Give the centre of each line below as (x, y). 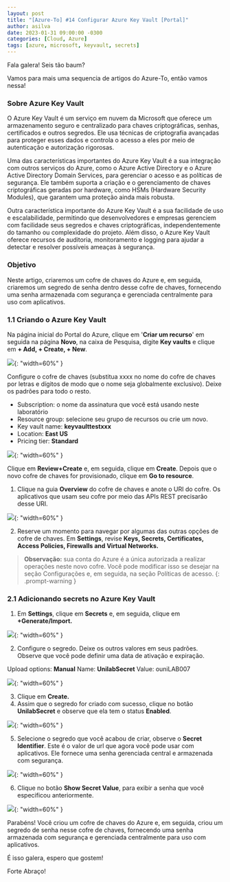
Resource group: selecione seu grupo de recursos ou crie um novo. (112, 419)
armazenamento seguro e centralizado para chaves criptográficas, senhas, (113, 126)
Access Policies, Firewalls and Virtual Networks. (88, 545)
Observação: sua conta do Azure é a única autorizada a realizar (115, 559)
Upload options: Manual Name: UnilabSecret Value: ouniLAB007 (99, 669)
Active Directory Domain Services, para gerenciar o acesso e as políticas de (115, 175)
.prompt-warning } (50, 580)
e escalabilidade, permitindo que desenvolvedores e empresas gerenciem (112, 218)
